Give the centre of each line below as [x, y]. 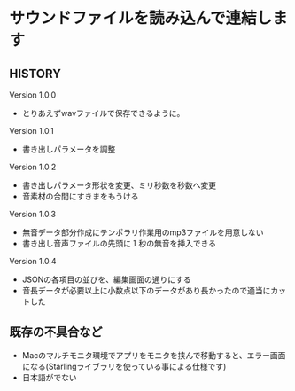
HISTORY [35, 73]
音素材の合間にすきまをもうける [80, 196]
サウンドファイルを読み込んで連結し [141, 18]
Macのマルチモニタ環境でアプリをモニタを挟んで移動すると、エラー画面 [154, 355]
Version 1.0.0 [33, 95]
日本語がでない [49, 377]
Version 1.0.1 [32, 131]
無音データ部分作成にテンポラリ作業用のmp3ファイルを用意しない [143, 232]
